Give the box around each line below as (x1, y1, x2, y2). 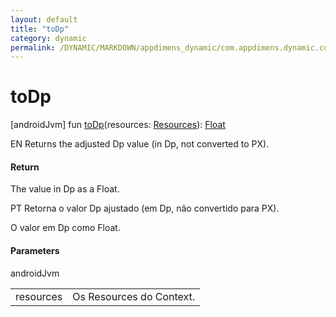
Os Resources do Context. (72, 289, 196, 303)
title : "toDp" (10, 24, 70, 34)
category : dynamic (10, 33, 87, 43)
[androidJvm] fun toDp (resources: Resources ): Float (10, 119, 226, 131)
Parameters (10, 244, 60, 256)
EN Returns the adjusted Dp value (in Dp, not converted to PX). (10, 138, 270, 150)
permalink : (10, 42, 56, 53)
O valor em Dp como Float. (10, 222, 121, 234)
